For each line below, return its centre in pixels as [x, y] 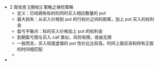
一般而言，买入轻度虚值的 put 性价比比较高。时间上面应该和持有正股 [85, 43]
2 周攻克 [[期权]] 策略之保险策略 [42, 7]
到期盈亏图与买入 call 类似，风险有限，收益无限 [64, 37]
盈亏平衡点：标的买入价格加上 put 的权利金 [60, 31]
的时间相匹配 [30, 49]
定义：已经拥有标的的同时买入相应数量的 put [61, 13]
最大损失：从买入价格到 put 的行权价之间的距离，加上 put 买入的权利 [86, 19]
